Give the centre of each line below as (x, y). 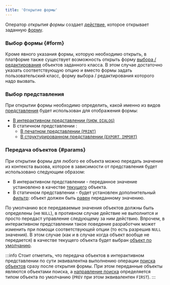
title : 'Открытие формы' (31, 10)
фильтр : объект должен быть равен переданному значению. (79, 198)
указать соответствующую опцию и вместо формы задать (69, 70)
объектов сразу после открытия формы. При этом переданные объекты (84, 266)
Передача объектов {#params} (46, 150)
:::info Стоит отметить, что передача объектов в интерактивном (75, 255)
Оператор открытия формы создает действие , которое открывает (77, 24)
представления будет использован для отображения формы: (72, 111)
